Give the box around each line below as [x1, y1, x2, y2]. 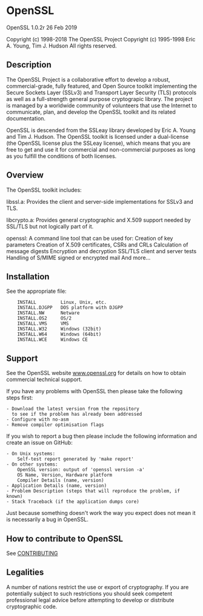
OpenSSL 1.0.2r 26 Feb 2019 [6, 24, 78, 31]
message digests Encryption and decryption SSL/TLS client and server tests [6, 247, 197, 254]
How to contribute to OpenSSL [6, 533, 123, 544]
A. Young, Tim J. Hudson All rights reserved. [6, 42, 117, 49]
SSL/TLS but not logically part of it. [6, 223, 94, 230]
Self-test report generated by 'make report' [17, 456, 135, 463]
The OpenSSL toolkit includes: [6, 186, 82, 194]
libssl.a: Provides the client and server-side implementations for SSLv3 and [6, 198, 193, 205]
